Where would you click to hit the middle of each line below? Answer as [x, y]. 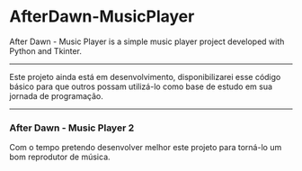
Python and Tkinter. [46, 50]
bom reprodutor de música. [60, 157]
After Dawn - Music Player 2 [72, 128]
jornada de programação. [56, 95]
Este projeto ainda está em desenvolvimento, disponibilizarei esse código [145, 76]
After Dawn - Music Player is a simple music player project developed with [147, 41]
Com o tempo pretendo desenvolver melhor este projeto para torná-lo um [146, 148]
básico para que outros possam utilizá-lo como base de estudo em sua [141, 86]
